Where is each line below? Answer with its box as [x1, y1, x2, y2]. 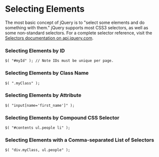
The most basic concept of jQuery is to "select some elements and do [5, 20, 145, 25]
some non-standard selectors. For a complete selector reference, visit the [5, 30, 153, 36]
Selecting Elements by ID [5, 47, 65, 54]
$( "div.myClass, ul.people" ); [5, 148, 70, 153]
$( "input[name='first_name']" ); [5, 103, 75, 108]
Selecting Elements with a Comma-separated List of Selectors [5, 137, 154, 143]
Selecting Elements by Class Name [5, 70, 89, 77]
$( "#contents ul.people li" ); [5, 125, 70, 130]
